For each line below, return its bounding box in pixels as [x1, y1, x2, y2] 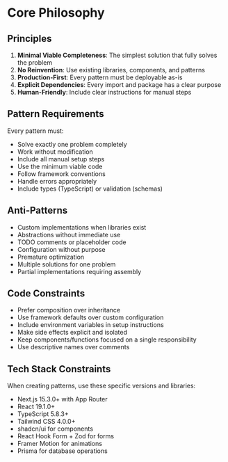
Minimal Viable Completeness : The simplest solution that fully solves [17, 51, 218, 59]
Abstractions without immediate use [17, 230, 121, 239]
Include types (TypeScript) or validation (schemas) [17, 184, 163, 193]
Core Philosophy [7, 5, 106, 21]
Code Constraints [7, 287, 85, 300]
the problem [17, 58, 53, 67]
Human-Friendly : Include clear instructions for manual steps [17, 88, 192, 96]
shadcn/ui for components [17, 424, 94, 433]
